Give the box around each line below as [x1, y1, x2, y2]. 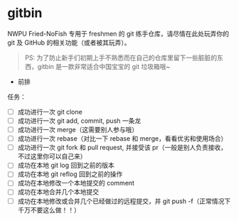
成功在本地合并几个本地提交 [17, 188, 99, 196]
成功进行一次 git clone [17, 107, 83, 116]
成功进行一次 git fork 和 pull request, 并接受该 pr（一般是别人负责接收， [17, 144, 227, 152]
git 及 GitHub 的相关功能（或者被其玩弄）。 [7, 38, 131, 47]
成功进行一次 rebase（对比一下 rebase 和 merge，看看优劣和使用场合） [17, 134, 227, 143]
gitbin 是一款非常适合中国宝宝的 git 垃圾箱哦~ [37, 62, 171, 70]
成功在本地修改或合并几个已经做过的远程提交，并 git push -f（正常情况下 [17, 197, 231, 205]
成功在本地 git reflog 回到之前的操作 [17, 170, 123, 178]
